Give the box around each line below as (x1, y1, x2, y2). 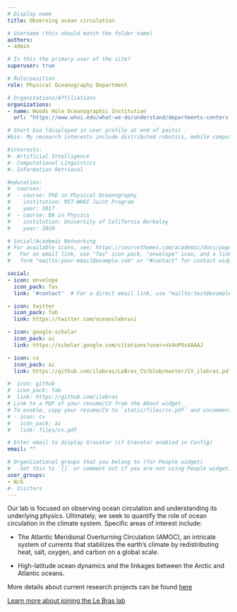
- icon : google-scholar (7, 328, 78, 336)
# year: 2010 (7, 224, 55, 232)
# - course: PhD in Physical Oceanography (7, 192, 138, 199)
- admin (7, 43, 30, 50)
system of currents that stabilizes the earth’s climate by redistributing (17, 541, 219, 549)
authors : (7, 36, 33, 43)
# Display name (7, 10, 52, 18)
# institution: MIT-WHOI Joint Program (7, 199, 134, 206)
